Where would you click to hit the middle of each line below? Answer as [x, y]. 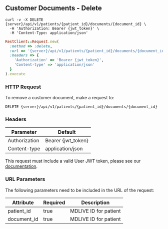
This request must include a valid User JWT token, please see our [73, 161]
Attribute [23, 203]
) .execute [15, 74]
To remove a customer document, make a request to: [60, 98]
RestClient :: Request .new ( [32, 41]
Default [67, 132]
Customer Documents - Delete [54, 8]
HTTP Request [23, 87]
